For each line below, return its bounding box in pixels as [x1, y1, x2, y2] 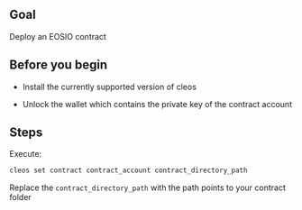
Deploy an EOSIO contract [9, 31, 106, 41]
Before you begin [9, 58, 108, 73]
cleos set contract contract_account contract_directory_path [9, 166, 248, 175]
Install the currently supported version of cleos [22, 81, 197, 92]
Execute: [9, 149, 42, 160]
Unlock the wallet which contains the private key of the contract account [22, 98, 293, 109]
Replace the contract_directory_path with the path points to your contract [9, 182, 287, 193]
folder [9, 192, 32, 203]
